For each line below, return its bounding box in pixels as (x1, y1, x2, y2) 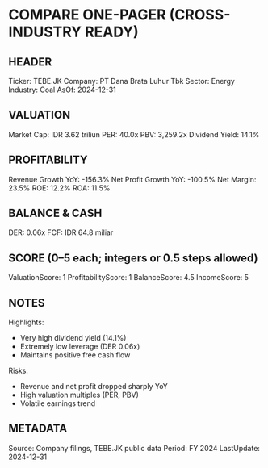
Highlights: (8, 317, 44, 328)
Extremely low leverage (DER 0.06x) (19, 341, 140, 352)
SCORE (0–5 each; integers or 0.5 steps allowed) (8, 251, 258, 265)
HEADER (8, 55, 52, 69)
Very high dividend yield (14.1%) (19, 333, 127, 343)
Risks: (8, 366, 28, 376)
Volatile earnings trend (19, 399, 95, 408)
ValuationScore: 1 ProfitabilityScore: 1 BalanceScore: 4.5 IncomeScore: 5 (8, 273, 249, 282)
